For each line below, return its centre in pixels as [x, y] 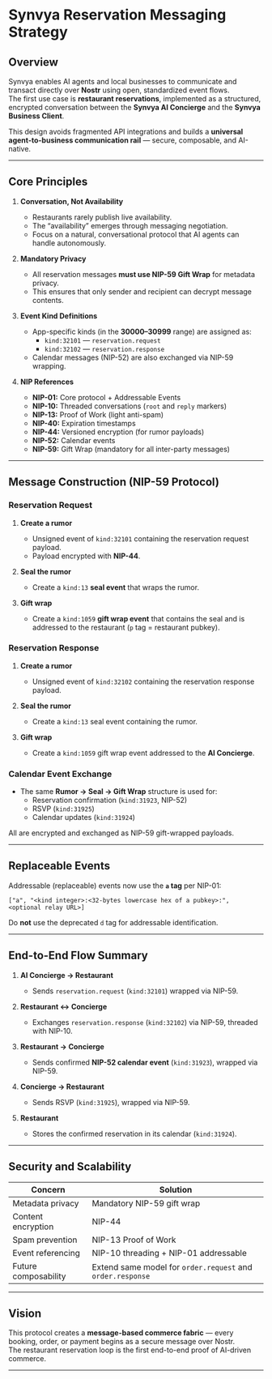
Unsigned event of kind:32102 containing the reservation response [143, 681]
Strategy [38, 32]
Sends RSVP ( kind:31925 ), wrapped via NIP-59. [111, 1102]
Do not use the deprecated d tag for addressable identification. [113, 922]
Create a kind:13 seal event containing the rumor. [115, 721]
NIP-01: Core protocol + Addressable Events [106, 397]
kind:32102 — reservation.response [104, 348]
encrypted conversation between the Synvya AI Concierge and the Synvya [134, 107]
